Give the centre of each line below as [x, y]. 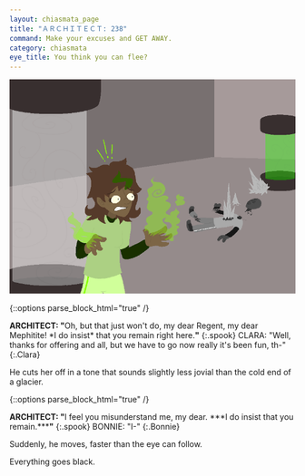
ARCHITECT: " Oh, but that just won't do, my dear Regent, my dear [134, 325]
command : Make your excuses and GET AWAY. [91, 38]
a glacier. [26, 382]
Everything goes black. [52, 461]
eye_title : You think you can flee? [79, 58]
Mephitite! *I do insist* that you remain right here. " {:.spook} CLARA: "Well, [150, 335]
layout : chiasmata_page [54, 19]
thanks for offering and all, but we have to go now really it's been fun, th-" [148, 345]
